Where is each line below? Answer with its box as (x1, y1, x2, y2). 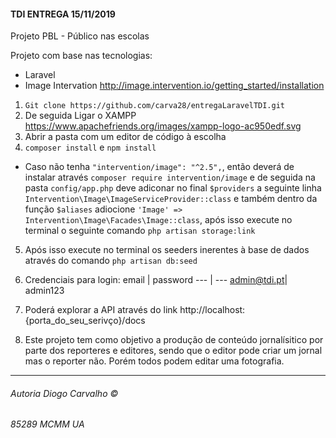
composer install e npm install (24, 141, 157, 154)
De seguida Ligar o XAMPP (24, 110, 137, 122)
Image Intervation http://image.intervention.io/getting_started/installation (24, 80, 325, 92)
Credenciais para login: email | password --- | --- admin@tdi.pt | (24, 274, 288, 286)
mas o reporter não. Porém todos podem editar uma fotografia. (24, 355, 285, 367)
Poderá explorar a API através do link (24, 304, 178, 316)
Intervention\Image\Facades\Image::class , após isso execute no (24, 214, 293, 226)
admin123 (24, 285, 65, 297)
